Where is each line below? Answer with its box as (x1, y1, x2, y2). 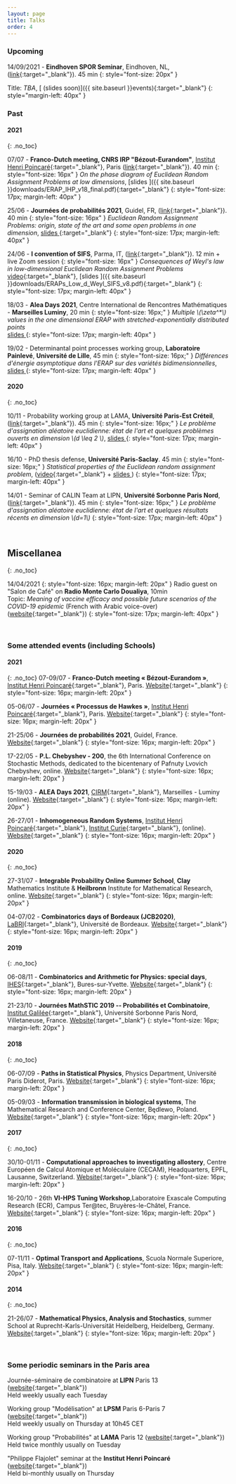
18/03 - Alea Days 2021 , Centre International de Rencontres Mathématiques (7, 300, 228, 309)
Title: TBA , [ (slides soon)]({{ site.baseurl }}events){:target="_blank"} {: (7, 84, 213, 92)
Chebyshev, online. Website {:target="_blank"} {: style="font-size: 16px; (7, 766, 214, 775)
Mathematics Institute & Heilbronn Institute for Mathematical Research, (7, 884, 213, 893)
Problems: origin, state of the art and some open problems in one (7, 221, 197, 229)
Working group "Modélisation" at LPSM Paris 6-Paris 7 (7, 1405, 166, 1413)
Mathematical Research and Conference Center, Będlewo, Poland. (7, 1105, 199, 1113)
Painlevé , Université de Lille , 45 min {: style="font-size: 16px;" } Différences (7, 351, 229, 360)
